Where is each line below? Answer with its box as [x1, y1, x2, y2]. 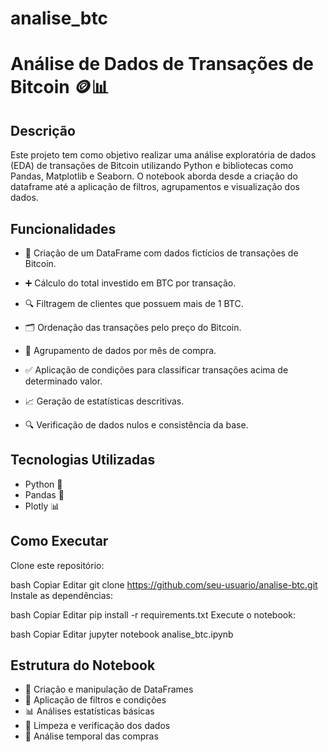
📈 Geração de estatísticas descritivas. [24, 395, 185, 407]
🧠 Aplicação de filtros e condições [24, 694, 167, 706]
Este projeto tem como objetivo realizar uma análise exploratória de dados [10, 149, 317, 161]
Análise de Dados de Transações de [10, 53, 315, 76]
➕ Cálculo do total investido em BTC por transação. [24, 277, 237, 289]
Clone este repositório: [10, 559, 105, 571]
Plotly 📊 [24, 500, 60, 512]
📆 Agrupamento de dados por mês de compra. [24, 345, 217, 356]
